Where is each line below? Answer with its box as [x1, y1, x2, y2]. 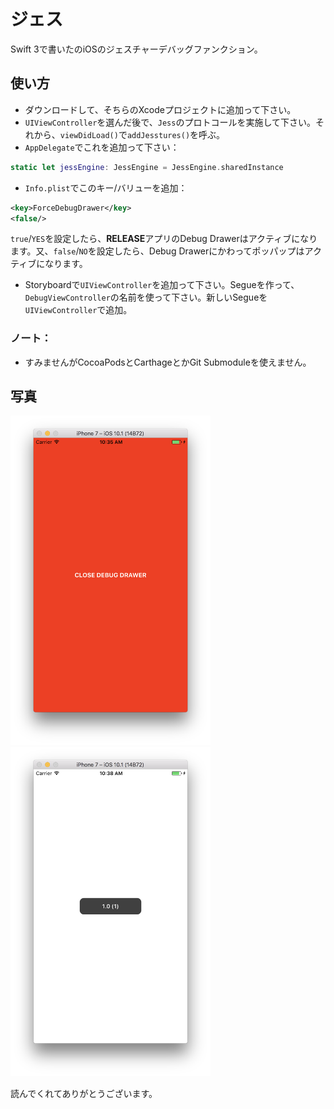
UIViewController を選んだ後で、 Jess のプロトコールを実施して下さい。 [24, 116, 317, 128]
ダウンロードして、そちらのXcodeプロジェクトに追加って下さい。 [24, 103, 297, 115]
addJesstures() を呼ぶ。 [126, 128, 226, 140]
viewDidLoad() [59, 130, 119, 140]
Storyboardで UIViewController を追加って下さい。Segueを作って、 [24, 279, 300, 291]
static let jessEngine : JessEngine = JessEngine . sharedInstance [10, 162, 284, 172]
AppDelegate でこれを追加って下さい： [24, 141, 180, 153]
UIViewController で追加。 [24, 304, 133, 316]
